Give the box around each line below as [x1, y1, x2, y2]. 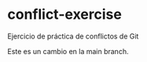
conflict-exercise [7, 5, 123, 24]
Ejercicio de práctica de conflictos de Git [7, 31, 139, 41]
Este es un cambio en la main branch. [7, 46, 129, 56]
